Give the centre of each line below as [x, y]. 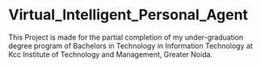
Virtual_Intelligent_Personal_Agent [128, 15]
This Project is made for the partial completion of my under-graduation [126, 37]
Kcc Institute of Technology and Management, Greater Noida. [110, 54]
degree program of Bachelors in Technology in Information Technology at [130, 45]
